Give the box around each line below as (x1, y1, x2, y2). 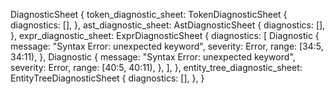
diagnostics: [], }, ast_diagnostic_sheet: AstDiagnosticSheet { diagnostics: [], (10, 19, 326, 31)
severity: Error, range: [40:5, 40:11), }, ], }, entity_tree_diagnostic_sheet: (10, 62, 303, 73)
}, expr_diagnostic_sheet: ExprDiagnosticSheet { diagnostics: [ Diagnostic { (10, 30, 320, 41)
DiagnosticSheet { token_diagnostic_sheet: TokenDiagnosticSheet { (10, 9, 288, 20)
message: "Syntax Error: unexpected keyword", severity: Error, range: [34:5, (10, 40, 324, 52)
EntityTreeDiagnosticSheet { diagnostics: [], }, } (10, 72, 205, 84)
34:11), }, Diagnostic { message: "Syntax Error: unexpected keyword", (10, 51, 296, 63)
